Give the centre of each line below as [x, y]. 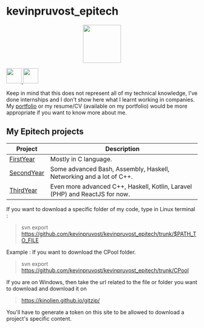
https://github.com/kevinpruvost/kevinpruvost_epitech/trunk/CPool [105, 270]
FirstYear [22, 159]
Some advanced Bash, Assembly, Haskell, [110, 169]
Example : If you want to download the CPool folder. [71, 252]
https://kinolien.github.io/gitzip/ [60, 300]
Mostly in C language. [81, 159]
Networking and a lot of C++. [91, 176]
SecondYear [27, 173]
